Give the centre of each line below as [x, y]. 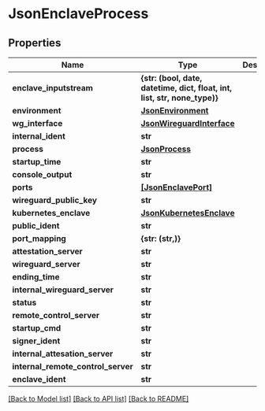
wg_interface [37, 123]
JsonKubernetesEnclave [188, 213]
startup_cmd [37, 328]
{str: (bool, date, [172, 78]
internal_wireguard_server [63, 290]
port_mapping [39, 239]
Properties [35, 43]
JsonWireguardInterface [188, 123]
